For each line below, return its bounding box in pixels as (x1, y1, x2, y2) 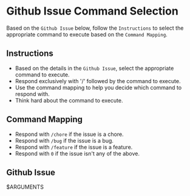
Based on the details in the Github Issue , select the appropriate (15, 64, 174, 72)
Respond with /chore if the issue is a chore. (15, 130, 124, 138)
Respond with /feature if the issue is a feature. (15, 143, 133, 150)
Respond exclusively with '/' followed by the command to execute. (15, 77, 181, 84)
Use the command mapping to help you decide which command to (15, 84, 182, 91)
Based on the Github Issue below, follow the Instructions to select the (6, 24, 184, 32)
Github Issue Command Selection (6, 4, 179, 18)
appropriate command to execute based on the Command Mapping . (6, 30, 168, 38)
